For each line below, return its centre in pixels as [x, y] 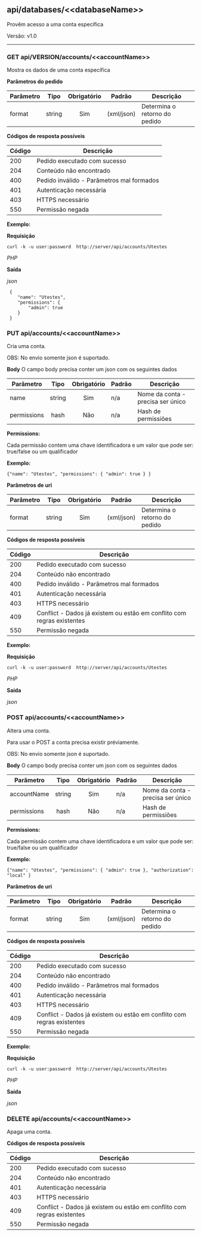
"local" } [19, 875]
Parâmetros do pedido [35, 82]
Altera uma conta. [29, 730]
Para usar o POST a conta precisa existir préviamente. [73, 742]
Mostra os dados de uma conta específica [58, 70]
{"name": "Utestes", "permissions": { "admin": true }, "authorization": [101, 870]
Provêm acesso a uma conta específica [55, 24]
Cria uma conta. [27, 346]
